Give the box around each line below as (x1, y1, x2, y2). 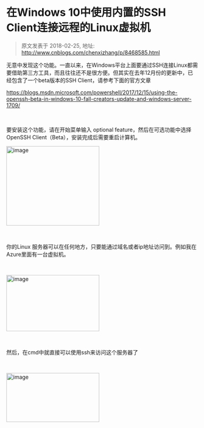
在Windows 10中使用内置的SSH (6, 5, 166, 19)
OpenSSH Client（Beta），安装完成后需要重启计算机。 (6, 133, 141, 140)
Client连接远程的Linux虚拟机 (6, 21, 151, 35)
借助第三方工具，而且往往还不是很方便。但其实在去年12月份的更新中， (11, 69, 188, 76)
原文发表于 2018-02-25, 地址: (21, 42, 95, 49)
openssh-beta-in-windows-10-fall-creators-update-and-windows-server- (6, 95, 192, 102)
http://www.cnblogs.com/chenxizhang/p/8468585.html (21, 49, 160, 56)
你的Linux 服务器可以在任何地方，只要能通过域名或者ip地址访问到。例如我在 (6, 243, 197, 250)
